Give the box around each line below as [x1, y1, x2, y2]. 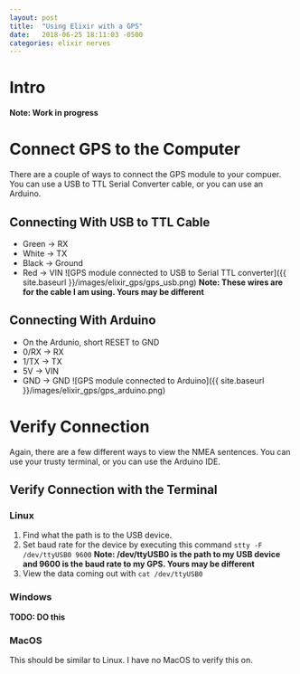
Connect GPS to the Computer [9, 139, 241, 159]
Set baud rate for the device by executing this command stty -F [22, 539, 263, 550]
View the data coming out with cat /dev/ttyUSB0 [22, 568, 203, 579]
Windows [9, 591, 52, 603]
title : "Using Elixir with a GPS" [9, 22, 144, 31]
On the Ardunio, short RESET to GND [22, 337, 160, 347]
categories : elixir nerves [9, 38, 111, 48]
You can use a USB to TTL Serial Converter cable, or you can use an [9, 178, 264, 190]
